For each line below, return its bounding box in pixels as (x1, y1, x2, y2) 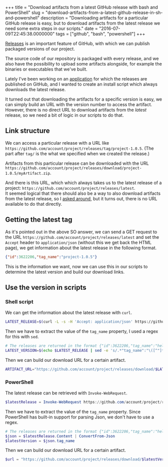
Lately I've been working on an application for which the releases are (5, 76, 147, 82)
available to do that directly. (5, 201, 62, 207)
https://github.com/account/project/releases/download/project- (5, 165, 142, 171)
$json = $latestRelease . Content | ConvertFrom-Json (5, 433, 115, 438)
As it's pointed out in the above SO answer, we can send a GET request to (5, 229, 157, 235)
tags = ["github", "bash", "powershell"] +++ (55, 31, 145, 37)
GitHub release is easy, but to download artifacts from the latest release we (5, 20, 160, 26)
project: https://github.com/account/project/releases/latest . (5, 185, 136, 191)
